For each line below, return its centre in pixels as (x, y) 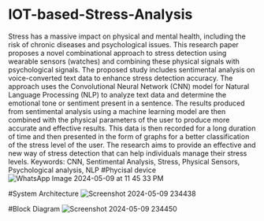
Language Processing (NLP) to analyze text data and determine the (117, 94)
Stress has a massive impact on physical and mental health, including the (127, 36)
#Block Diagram (34, 208)
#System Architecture (43, 193)
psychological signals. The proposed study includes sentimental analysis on (132, 69)
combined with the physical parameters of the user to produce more (119, 120)
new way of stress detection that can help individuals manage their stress (128, 153)
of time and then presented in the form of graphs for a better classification (129, 136)
